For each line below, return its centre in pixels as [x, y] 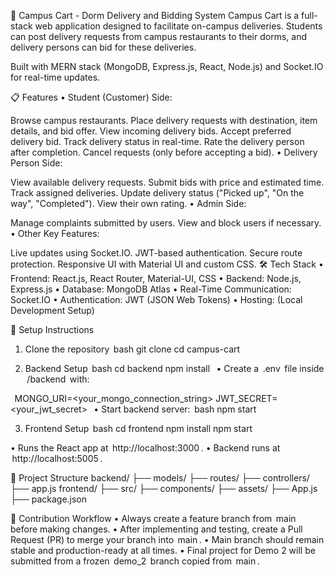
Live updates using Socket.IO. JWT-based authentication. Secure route [156, 253]
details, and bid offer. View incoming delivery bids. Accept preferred [151, 131]
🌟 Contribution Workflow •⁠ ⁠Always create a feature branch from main [153, 518]
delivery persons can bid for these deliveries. [103, 47]
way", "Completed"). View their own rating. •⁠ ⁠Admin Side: [128, 203]
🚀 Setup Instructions [52, 329]
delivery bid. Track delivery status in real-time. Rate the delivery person [157, 141]
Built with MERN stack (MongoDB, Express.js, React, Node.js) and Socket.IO [167, 66]
